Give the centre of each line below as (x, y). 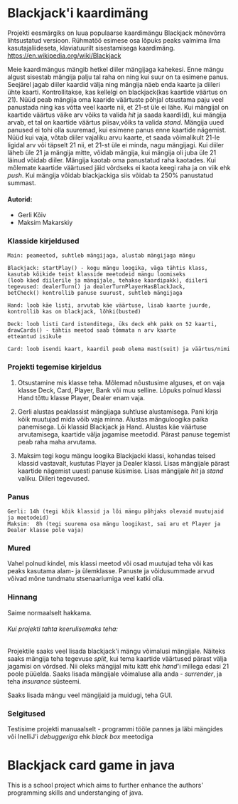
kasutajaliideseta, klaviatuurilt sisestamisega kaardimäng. (91, 48)
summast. (22, 182)
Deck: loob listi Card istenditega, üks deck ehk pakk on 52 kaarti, (113, 324)
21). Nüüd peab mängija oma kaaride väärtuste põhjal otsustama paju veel (115, 99)
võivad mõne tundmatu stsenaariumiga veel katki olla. (86, 579)
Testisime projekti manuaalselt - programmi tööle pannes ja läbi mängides (115, 729)
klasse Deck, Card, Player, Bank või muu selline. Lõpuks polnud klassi (119, 390)
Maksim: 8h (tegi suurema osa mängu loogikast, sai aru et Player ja (114, 524)
